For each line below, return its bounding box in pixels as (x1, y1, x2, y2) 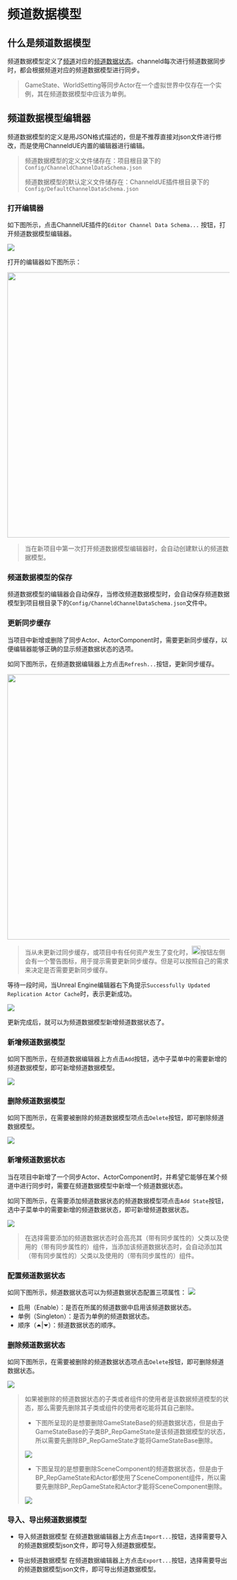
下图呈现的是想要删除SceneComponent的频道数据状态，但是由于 (35, 1465, 224, 1473)
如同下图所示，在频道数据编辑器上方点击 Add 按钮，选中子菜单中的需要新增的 (7, 1055, 227, 1063)
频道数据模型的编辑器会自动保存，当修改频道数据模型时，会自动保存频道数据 (7, 590, 230, 599)
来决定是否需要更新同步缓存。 (24, 965, 111, 974)
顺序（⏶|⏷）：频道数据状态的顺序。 (17, 1320, 120, 1329)
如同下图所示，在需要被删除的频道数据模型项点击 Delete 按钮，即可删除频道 (7, 1114, 224, 1122)
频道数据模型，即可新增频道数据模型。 (7, 1063, 119, 1072)
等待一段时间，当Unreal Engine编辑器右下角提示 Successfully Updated (7, 981, 210, 989)
